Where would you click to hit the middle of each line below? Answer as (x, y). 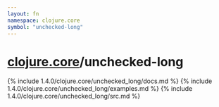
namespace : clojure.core (44, 20)
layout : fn (23, 14)
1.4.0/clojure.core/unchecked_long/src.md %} (74, 96)
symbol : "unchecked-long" (45, 27)
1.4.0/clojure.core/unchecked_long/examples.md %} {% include (100, 89)
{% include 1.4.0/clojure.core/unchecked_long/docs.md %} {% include (110, 81)
